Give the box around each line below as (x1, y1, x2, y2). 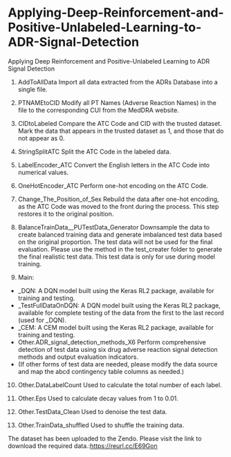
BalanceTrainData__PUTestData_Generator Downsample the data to (17, 223, 210, 231)
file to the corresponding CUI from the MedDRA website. (17, 106, 179, 114)
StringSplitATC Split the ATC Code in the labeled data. (17, 147, 172, 156)
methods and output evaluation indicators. (17, 353, 139, 361)
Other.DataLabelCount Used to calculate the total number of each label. (17, 380, 222, 389)
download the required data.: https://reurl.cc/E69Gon (8, 441, 158, 450)
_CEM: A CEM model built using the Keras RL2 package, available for (17, 323, 214, 331)
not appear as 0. (17, 133, 65, 142)
